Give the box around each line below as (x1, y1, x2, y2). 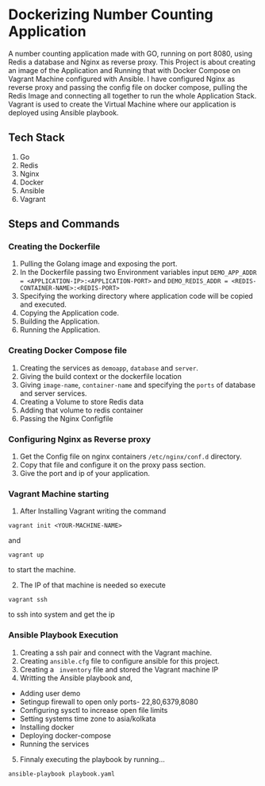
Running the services (19, 739, 90, 749)
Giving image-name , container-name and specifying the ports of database (19, 380, 256, 389)
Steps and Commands (8, 217, 121, 231)
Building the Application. (19, 316, 100, 327)
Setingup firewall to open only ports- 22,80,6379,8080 (19, 697, 198, 707)
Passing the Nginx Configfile (19, 413, 113, 423)
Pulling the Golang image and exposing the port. (19, 259, 178, 269)
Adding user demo (19, 688, 81, 698)
